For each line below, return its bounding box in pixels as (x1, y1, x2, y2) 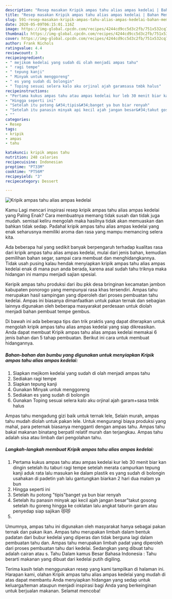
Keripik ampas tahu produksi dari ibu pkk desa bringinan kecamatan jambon (5, 281, 165, 287)
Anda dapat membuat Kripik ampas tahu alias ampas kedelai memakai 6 (5, 329, 157, 335)
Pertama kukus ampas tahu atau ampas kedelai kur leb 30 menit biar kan (12, 459, 166, 465)
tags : (5, 126, 17, 132)
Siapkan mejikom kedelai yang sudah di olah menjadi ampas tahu (12, 370, 150, 376)
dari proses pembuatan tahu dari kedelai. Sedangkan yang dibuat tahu (5, 545, 154, 551)
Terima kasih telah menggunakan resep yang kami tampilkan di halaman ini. (5, 566, 165, 572)
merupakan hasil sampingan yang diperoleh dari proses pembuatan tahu (5, 292, 158, 298)
